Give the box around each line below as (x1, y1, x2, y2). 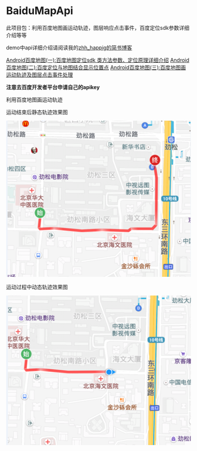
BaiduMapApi (6, 4, 73, 18)
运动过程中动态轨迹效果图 (6, 283, 68, 290)
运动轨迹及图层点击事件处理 (6, 71, 73, 78)
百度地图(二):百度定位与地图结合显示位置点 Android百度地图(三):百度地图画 (6, 63, 186, 71)
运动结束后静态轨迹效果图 (6, 108, 68, 116)
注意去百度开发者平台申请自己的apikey (6, 83, 100, 90)
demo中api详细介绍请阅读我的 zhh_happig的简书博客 (6, 44, 133, 51)
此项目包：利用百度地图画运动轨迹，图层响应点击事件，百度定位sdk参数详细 (6, 24, 189, 31)
